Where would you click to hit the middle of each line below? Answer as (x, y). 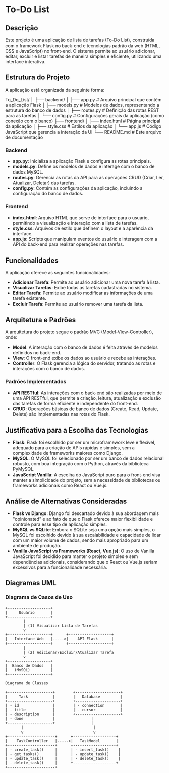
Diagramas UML (31, 583)
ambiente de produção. (37, 545)
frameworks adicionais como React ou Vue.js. (60, 485)
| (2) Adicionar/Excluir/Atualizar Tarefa (69, 652)
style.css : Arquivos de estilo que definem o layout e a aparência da (83, 228)
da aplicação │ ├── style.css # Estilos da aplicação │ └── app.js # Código (83, 126)
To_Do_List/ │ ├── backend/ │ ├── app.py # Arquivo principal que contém (83, 99)
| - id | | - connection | (64, 705)
